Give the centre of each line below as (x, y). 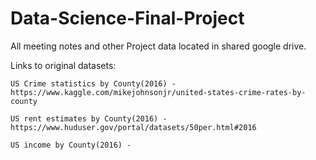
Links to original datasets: (63, 65)
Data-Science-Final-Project (127, 18)
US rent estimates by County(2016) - (89, 118)
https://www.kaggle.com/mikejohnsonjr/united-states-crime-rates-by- (158, 92)
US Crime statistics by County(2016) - (93, 83)
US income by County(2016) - (71, 145)
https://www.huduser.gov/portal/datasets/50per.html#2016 (133, 127)
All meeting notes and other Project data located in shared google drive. (158, 46)
